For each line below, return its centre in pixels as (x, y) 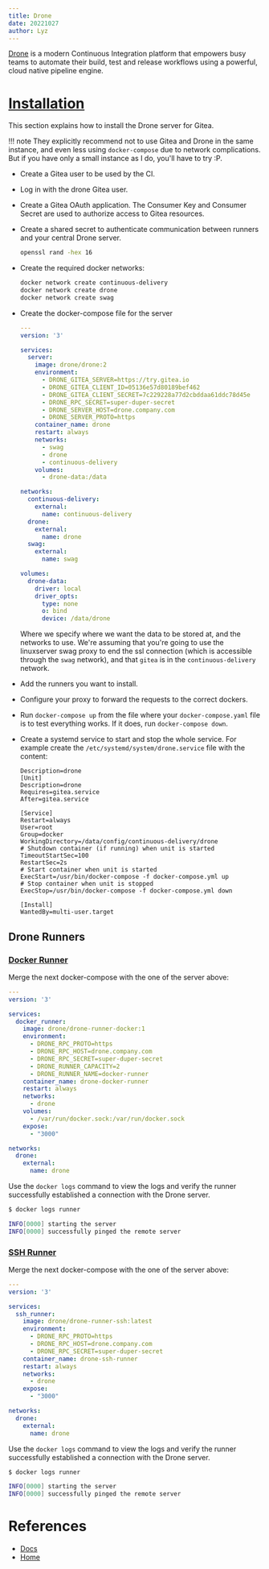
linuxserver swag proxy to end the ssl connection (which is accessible (136, 651)
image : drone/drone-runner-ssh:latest (88, 1322)
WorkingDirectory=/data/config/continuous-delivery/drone (119, 842)
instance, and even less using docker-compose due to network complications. (134, 150)
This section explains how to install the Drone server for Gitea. (111, 126)
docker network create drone (69, 291)
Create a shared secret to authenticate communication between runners (139, 230)
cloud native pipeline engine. (56, 71)
